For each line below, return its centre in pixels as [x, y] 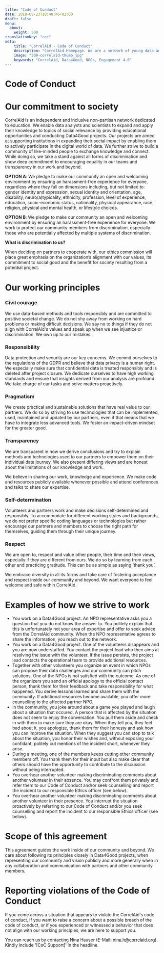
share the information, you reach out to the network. [65, 639]
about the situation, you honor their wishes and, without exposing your [83, 739]
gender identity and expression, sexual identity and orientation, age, [74, 192]
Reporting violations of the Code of [78, 891]
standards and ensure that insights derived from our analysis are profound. [80, 379]
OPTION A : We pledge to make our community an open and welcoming [77, 177]
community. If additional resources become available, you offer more [81, 697]
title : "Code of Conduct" [31, 10]
